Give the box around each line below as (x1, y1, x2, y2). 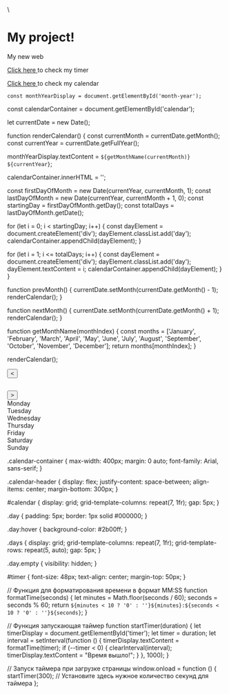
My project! (7, 30, 74, 46)
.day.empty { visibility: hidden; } (7, 559, 97, 568)
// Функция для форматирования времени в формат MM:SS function (7, 586, 208, 594)
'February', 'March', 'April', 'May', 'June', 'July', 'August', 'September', (7, 334, 202, 343)
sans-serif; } (7, 464, 43, 473)
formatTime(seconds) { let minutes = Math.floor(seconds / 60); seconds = (7, 594, 218, 602)
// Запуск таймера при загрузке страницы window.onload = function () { (7, 664, 217, 673)
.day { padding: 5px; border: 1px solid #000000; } (7, 512, 148, 520)
